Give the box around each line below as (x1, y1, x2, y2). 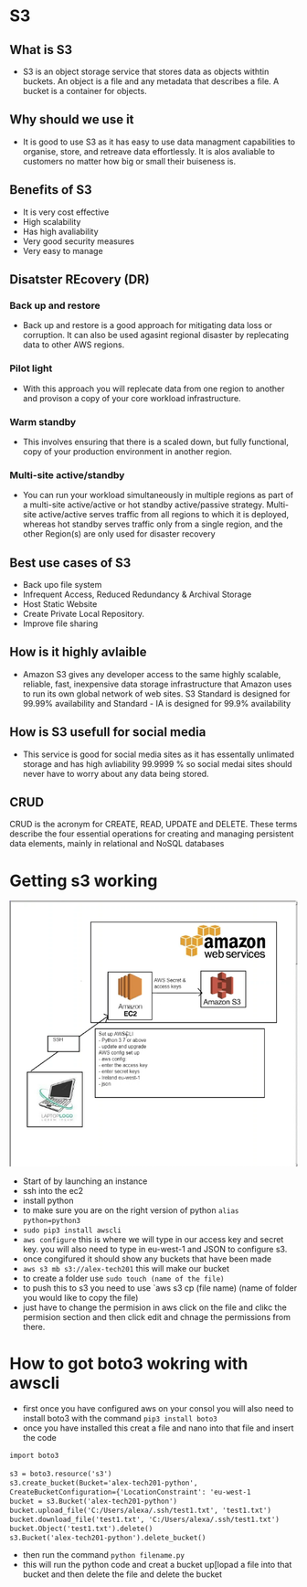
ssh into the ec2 (22, 1185, 84, 1196)
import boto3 (9, 1451, 59, 1460)
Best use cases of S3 (9, 555, 132, 570)
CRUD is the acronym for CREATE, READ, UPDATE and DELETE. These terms (9, 819, 298, 830)
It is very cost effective (22, 207, 110, 218)
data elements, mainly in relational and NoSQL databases (9, 838, 225, 849)
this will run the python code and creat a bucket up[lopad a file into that (22, 1559, 292, 1570)
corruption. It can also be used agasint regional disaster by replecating (22, 330, 290, 341)
